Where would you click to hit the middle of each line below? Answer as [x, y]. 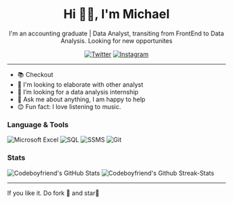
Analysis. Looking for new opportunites [116, 40]
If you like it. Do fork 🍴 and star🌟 [53, 193]
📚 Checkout [35, 74]
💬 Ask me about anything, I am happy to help [81, 99]
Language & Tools [38, 124]
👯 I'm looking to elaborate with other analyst [80, 84]
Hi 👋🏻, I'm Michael [116, 14]
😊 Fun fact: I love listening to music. [69, 106]
